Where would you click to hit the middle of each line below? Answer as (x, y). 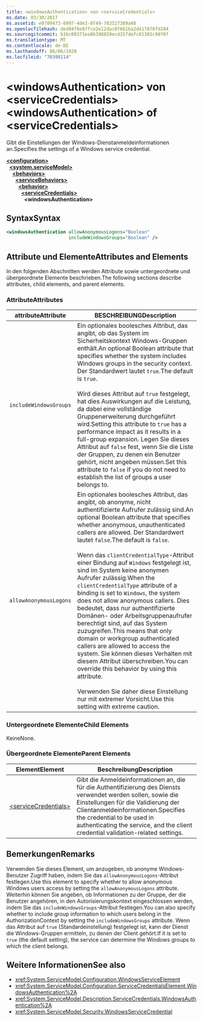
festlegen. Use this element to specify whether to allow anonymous (89, 882)
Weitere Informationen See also (66, 965)
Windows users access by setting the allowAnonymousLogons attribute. (93, 888)
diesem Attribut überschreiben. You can (133, 661)
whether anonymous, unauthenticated (131, 525)
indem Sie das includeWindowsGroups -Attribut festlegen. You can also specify (101, 907)
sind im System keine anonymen (123, 570)
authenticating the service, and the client (134, 825)
